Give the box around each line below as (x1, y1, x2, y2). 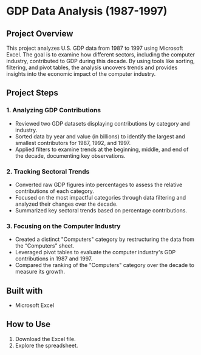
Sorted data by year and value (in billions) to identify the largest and (15, 132, 185, 140)
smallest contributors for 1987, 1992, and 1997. (15, 139, 131, 146)
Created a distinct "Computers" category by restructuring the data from (15, 235, 195, 243)
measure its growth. (15, 268, 66, 276)
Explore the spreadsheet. (15, 342, 78, 349)
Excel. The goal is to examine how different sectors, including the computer (6, 51, 196, 58)
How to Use (6, 319, 51, 330)
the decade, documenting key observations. (15, 152, 126, 159)
